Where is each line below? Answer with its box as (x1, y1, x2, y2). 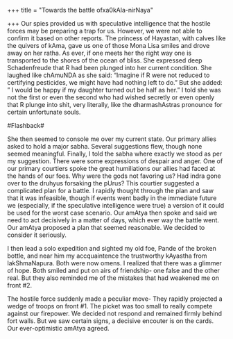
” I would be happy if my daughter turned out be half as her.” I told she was (7, 86, 221, 94)
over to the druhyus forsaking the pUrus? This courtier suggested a (7, 179, 200, 187)
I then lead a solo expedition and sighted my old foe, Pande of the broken (7, 245, 216, 252)
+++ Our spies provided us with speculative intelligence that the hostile (7, 19, 211, 27)
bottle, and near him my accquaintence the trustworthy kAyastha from (7, 251, 207, 260)
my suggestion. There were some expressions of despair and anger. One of (7, 157, 223, 165)
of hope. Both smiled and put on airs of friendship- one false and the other (7, 267, 221, 274)
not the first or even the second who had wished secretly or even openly (7, 93, 215, 101)
